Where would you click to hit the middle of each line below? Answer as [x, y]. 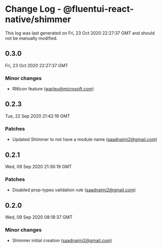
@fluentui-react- [98, 9]
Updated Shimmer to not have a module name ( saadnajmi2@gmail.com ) [85, 139]
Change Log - [33, 9]
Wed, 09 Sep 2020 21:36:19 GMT [38, 166]
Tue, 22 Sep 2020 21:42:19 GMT [38, 116]
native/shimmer [38, 19]
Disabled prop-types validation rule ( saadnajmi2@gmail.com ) [74, 190]
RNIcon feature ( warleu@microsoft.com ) [53, 89]
